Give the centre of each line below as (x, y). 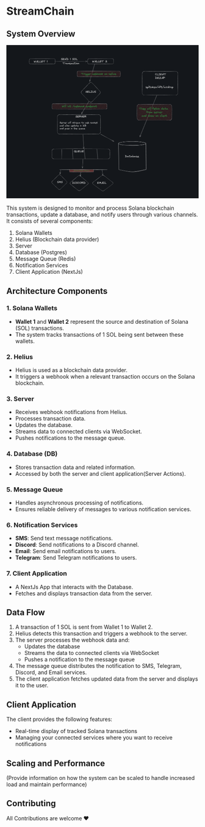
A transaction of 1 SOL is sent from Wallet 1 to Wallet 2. (84, 627)
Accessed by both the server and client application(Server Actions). (100, 473)
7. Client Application (37, 573)
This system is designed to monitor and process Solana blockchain (91, 208)
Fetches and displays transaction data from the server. (84, 593)
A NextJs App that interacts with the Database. (74, 587)
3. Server (20, 399)
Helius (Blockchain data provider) (57, 240)
